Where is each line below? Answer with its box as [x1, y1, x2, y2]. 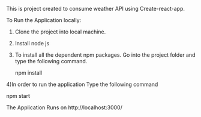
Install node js [14, 40, 50, 47]
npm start [6, 93, 31, 99]
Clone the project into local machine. [14, 28, 106, 35]
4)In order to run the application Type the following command [6, 81, 158, 88]
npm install [14, 69, 43, 76]
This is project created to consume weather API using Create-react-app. [6, 5, 185, 12]
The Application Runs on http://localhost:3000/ [6, 104, 123, 111]
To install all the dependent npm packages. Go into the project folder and [14, 51, 196, 59]
